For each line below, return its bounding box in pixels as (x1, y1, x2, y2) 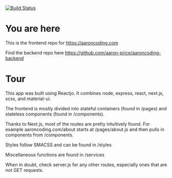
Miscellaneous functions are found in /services (5, 151, 105, 157)
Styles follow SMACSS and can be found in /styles (5, 142, 112, 148)
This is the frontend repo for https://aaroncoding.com (5, 39, 119, 46)
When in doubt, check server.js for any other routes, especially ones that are (5, 162, 167, 168)
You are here (5, 23, 61, 34)
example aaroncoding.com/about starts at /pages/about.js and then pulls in (5, 126, 164, 132)
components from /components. (5, 131, 74, 138)
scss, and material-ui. (5, 95, 51, 102)
